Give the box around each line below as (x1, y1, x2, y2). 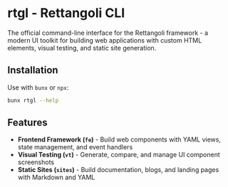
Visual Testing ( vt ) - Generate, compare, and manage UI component (17, 151, 221, 159)
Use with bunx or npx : (7, 83, 69, 92)
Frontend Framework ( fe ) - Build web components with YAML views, (17, 135, 221, 144)
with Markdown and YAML (17, 173, 95, 182)
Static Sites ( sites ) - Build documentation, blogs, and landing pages (17, 166, 219, 174)
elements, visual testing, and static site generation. (7, 43, 157, 52)
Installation (7, 64, 58, 76)
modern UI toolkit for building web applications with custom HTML (7, 36, 202, 44)
